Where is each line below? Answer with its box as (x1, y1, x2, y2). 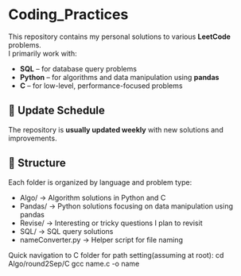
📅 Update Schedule (8, 104, 105, 117)
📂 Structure (8, 156, 66, 170)
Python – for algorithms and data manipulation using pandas (19, 72, 220, 82)
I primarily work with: (8, 48, 77, 58)
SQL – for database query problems (19, 63, 138, 73)
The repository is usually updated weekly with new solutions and (8, 125, 224, 134)
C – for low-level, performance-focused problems (19, 81, 183, 90)
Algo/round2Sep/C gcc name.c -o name (8, 259, 140, 268)
